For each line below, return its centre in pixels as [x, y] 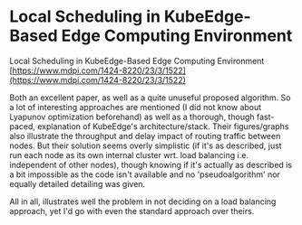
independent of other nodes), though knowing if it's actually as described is [151, 164]
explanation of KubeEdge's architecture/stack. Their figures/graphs [163, 126]
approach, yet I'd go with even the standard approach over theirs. [132, 211]
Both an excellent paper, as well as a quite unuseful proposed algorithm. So [150, 98]
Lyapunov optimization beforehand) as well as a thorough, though [132, 117]
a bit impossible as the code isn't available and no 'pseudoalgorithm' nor [145, 174]
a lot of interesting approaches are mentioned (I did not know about [136, 107]
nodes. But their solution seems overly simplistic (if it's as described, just [146, 145]
